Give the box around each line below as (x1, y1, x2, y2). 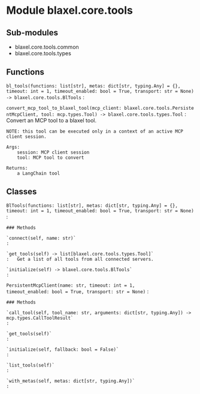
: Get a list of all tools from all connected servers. (6, 256, 154, 262)
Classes (6, 187, 37, 197)
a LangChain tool (17, 170, 60, 176)
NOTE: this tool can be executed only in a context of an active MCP (6, 128, 184, 134)
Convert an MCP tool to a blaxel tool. (6, 116, 97, 124)
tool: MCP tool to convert (17, 154, 84, 161)
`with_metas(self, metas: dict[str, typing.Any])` (6, 378, 135, 384)
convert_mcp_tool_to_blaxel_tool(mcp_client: (6, 105, 122, 111)
